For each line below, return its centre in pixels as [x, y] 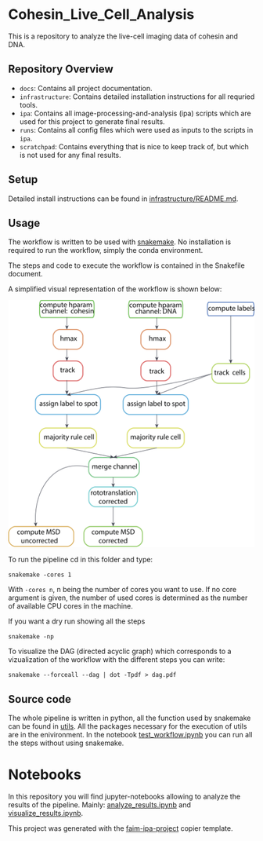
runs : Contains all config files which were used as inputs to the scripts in [136, 130]
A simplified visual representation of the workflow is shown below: [115, 289]
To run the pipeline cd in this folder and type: [81, 560]
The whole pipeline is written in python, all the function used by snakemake [130, 718]
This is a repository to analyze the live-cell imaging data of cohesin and [123, 36]
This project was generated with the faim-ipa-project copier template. [121, 828]
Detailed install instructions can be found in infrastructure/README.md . [123, 199]
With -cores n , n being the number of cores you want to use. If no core [122, 590]
